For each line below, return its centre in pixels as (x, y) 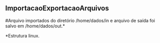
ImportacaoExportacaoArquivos (57, 8)
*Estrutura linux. (22, 35)
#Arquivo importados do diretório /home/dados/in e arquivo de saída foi (80, 20)
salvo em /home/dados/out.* (35, 26)
